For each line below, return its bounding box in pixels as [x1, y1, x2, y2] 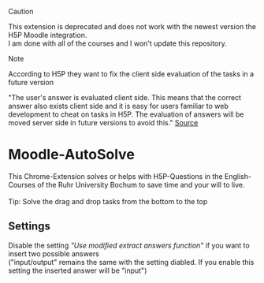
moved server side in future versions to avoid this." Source [8, 118, 199, 127]
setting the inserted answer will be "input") [8, 266, 147, 275]
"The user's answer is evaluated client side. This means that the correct [8, 93, 242, 102]
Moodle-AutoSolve [8, 146, 136, 164]
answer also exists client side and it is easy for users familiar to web [8, 102, 229, 110]
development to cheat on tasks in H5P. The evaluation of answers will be [8, 110, 244, 119]
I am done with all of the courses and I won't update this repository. [8, 39, 227, 48]
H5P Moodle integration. [8, 31, 87, 39]
